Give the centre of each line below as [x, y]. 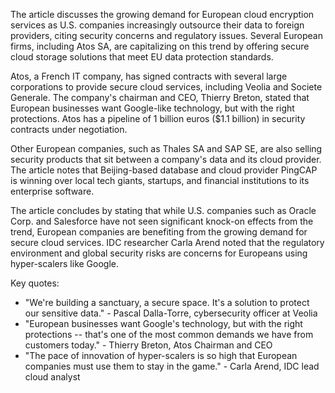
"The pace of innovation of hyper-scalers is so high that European [161, 355]
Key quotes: [35, 283]
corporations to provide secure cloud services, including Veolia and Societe [166, 87]
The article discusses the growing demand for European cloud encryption [162, 14]
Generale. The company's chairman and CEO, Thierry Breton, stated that [160, 97]
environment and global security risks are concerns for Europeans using [159, 253]
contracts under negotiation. [69, 129]
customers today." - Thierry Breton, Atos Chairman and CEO [148, 345]
